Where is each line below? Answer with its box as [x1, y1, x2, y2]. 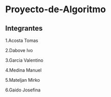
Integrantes [5, 24, 43, 33]
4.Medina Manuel [5, 67, 42, 73]
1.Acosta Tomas [5, 37, 39, 43]
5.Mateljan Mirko [5, 77, 41, 83]
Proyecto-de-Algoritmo [5, 4, 106, 15]
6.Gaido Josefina [5, 87, 41, 93]
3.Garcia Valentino [5, 57, 44, 63]
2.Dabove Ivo [5, 47, 33, 53]
